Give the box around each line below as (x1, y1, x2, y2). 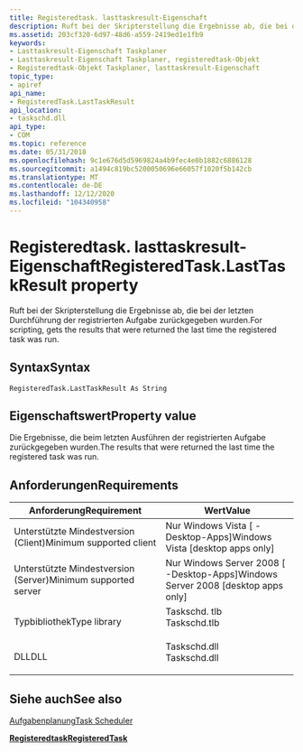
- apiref (9, 80, 42, 89)
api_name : (9, 88, 47, 97)
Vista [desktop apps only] (165, 543, 275, 555)
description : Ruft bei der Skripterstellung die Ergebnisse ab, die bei (9, 22, 289, 31)
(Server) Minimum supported (14, 574, 135, 587)
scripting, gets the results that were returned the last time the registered (9, 324, 277, 335)
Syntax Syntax (9, 360, 91, 376)
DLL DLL (14, 651, 48, 664)
